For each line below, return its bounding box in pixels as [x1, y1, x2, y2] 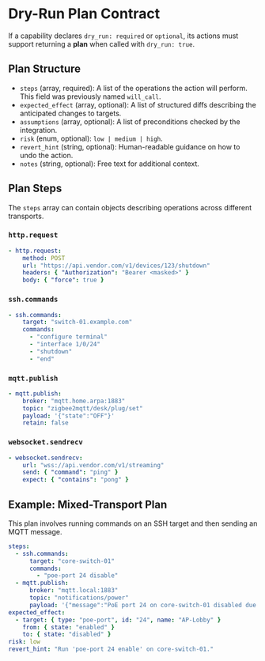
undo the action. [19, 150, 74, 160]
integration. [19, 125, 58, 134]
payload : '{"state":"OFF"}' [22, 412, 115, 420]
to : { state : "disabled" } [22, 630, 112, 639]
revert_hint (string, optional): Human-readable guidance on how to [19, 142, 240, 151]
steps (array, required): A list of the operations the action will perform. [19, 83, 248, 93]
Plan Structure [8, 62, 81, 76]
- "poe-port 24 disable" [36, 572, 119, 580]
